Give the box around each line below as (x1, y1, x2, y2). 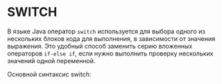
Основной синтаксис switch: (7, 70, 92, 78)
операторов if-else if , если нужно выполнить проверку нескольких (7, 49, 214, 58)
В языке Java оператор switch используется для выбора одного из (7, 27, 206, 35)
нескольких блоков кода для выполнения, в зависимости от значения (7, 34, 216, 42)
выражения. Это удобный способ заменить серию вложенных (7, 42, 193, 50)
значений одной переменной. (7, 56, 96, 65)
